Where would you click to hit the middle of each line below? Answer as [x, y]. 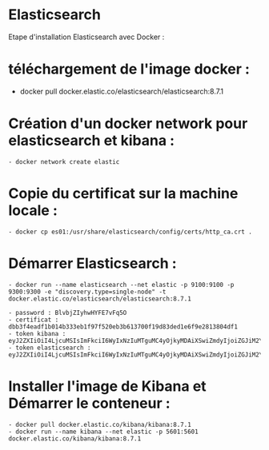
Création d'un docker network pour [128, 123]
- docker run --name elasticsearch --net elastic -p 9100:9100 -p [121, 285]
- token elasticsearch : [50, 348]
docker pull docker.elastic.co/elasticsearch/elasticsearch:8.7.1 [122, 91]
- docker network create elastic [64, 161]
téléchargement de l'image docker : [129, 69]
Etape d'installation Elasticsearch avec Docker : [86, 37]
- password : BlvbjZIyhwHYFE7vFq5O [68, 313]
